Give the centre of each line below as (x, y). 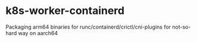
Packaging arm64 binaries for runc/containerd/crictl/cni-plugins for (88, 27)
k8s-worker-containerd (65, 11)
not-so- (181, 27)
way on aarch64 (38, 33)
